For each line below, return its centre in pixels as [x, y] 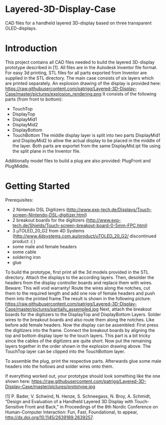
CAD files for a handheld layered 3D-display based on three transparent [79, 23]
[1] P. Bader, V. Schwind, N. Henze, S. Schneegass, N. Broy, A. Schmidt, [78, 396]
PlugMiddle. [17, 166]
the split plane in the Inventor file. [46, 151]
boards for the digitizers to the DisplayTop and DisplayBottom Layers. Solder [83, 314]
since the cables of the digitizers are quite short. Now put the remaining [78, 341]
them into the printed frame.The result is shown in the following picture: [78, 298]
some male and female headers [44, 246]
